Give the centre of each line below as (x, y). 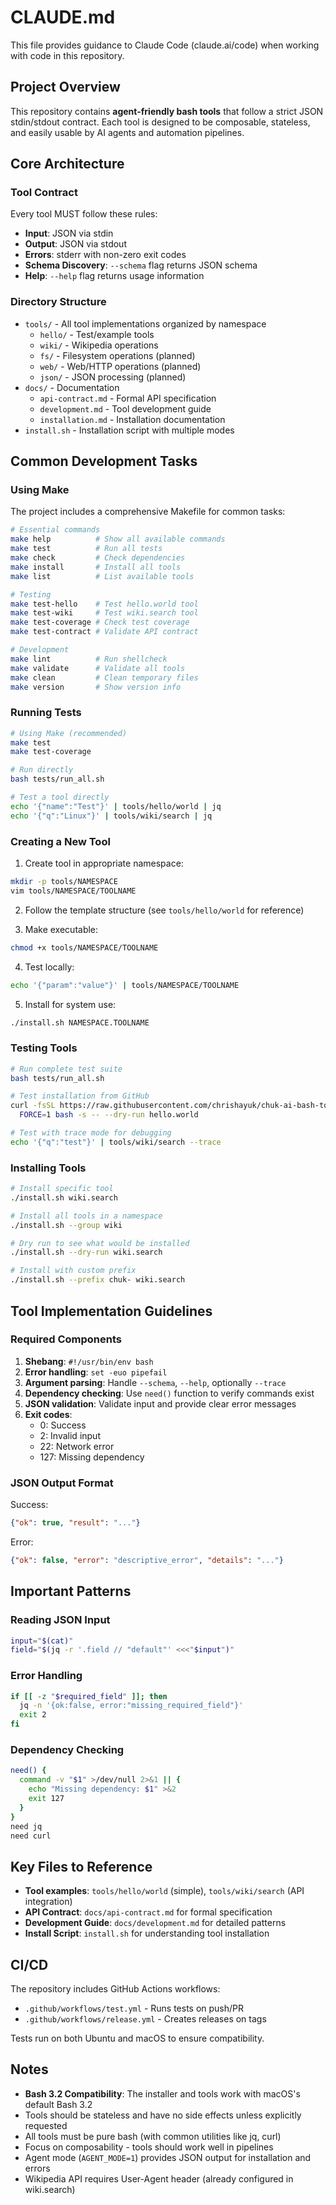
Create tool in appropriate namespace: (104, 863)
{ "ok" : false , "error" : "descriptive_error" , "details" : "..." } (147, 1560)
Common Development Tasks (104, 461)
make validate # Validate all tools (98, 668)
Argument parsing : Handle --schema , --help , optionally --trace (155, 1382)
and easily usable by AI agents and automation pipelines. (127, 132)
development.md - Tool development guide (125, 408)
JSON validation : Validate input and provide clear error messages (160, 1403)
